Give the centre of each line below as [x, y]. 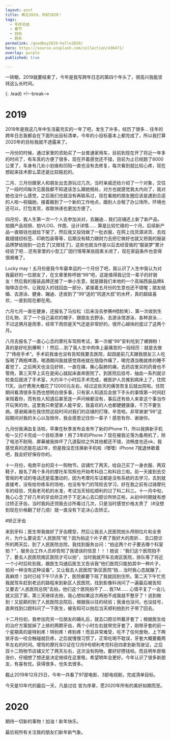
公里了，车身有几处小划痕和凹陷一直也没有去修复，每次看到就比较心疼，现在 [85, 166]
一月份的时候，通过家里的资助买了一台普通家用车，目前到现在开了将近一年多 [85, 153]
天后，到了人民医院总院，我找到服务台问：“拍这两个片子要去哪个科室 [91, 544]
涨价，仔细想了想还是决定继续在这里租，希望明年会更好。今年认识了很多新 [83, 658]
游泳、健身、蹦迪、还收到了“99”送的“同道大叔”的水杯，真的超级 [85, 294]
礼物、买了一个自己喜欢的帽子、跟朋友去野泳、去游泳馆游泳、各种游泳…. [86, 318]
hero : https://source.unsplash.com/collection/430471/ [65, 48]
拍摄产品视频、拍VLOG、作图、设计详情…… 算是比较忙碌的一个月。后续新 [83, 226]
